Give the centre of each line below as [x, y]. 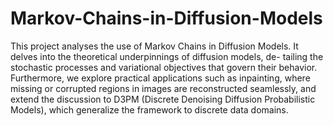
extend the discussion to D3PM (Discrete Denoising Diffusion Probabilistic [163, 99]
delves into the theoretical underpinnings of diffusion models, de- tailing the [167, 56]
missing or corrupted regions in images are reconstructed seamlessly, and [163, 88]
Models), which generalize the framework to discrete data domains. [149, 109]
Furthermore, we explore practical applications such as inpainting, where [160, 78]
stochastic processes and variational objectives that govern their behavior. [164, 67]
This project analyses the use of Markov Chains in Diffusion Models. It [154, 46]
